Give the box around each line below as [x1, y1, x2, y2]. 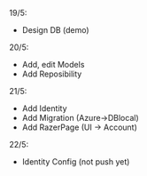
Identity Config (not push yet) [21, 156, 130, 167]
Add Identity [21, 103, 67, 114]
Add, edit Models [21, 60, 85, 69]
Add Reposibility [21, 68, 82, 79]
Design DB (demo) [21, 25, 90, 35]
